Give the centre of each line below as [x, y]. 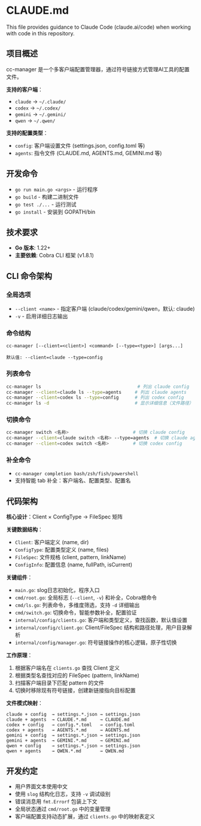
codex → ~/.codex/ [38, 108]
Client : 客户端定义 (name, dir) [52, 542]
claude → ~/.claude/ [40, 101]
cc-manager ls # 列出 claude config [98, 387]
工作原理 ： [19, 655]
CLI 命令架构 [29, 276]
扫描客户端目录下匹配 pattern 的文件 [60, 683]
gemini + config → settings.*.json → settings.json [73, 736]
